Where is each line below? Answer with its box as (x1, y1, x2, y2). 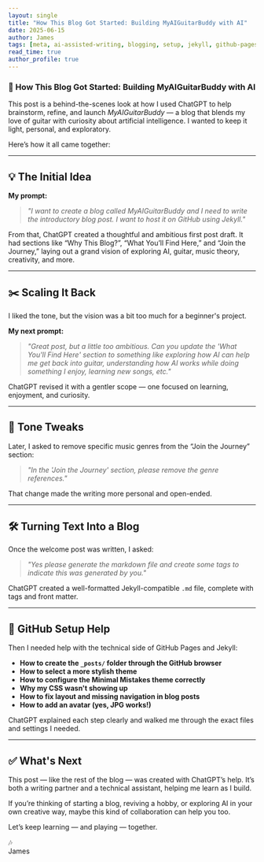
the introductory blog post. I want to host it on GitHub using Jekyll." (27, 214, 246, 224)
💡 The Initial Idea (8, 170, 92, 184)
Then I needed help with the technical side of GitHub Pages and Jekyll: (8, 643, 238, 652)
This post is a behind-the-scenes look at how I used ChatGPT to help (8, 99, 232, 109)
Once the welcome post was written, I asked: (8, 544, 154, 554)
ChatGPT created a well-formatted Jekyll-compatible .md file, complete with (8, 584, 254, 593)
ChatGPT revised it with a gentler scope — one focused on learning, (8, 381, 229, 391)
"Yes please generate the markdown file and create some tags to (27, 560, 240, 570)
